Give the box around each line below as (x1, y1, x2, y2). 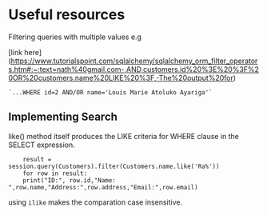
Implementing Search (8, 110, 118, 124)
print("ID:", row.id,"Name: (22, 176, 116, 185)
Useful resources (8, 6, 126, 24)
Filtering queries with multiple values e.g (8, 32, 142, 42)
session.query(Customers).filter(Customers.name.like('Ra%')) (8, 162, 220, 170)
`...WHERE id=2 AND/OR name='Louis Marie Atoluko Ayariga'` (8, 88, 213, 97)
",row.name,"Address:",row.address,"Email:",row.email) (8, 183, 198, 191)
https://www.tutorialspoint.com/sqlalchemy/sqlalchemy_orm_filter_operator (10, 56, 258, 66)
